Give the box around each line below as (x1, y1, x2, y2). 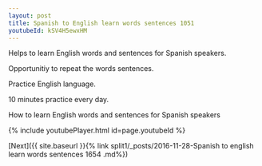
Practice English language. (8, 79, 96, 89)
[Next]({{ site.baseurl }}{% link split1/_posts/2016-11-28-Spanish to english (8, 141, 254, 151)
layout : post (8, 11, 52, 20)
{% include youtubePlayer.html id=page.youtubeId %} (8, 125, 186, 136)
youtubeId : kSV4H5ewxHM (8, 26, 88, 34)
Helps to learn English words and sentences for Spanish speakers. (8, 49, 227, 58)
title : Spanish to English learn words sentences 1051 (8, 19, 195, 27)
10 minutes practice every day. (8, 95, 109, 105)
